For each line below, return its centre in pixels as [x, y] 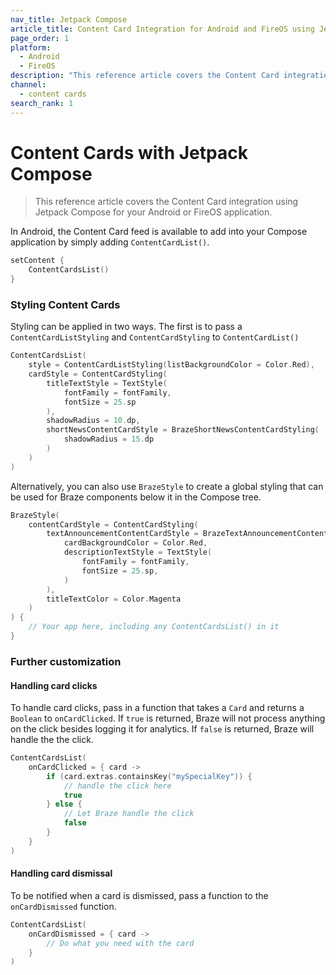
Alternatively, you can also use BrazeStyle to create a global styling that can [167, 486]
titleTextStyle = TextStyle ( [107, 383]
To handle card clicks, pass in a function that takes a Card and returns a [157, 708]
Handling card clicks [54, 685]
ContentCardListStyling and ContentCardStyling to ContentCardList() [155, 337]
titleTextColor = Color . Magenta [114, 599]
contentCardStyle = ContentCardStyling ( [113, 524]
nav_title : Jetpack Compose [69, 19]
